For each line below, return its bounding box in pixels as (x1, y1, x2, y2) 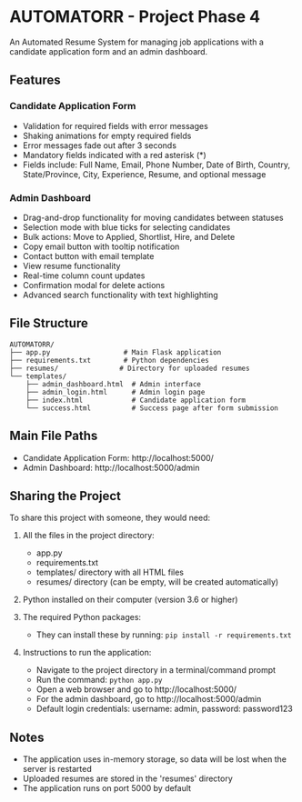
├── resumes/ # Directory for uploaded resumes (9, 364, 250, 373)
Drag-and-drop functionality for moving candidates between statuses (22, 212, 284, 223)
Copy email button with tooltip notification (22, 241, 180, 252)
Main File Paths (9, 428, 98, 444)
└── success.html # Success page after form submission (25, 403, 279, 413)
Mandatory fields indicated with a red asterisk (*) (22, 149, 206, 160)
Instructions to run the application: (22, 647, 152, 658)
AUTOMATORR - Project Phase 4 (9, 6, 261, 27)
